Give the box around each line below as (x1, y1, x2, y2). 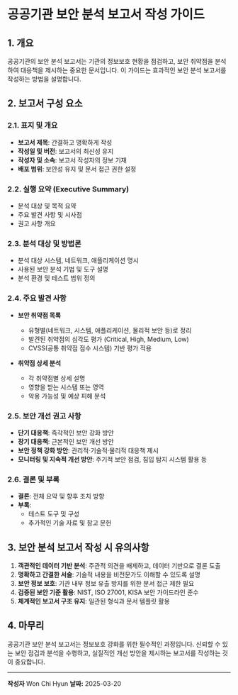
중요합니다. (14, 657, 46, 666)
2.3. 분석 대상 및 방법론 (7, 238, 81, 248)
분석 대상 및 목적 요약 (17, 201, 76, 210)
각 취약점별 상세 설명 (28, 374, 86, 382)
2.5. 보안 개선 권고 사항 (7, 411, 81, 421)
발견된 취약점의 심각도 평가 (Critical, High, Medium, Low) (28, 335, 189, 343)
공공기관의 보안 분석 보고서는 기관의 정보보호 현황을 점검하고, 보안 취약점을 (7, 57, 214, 65)
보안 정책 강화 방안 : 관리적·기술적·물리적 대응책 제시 (17, 446, 159, 455)
